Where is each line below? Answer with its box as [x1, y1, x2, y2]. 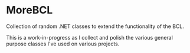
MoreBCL [6, 3, 53, 17]
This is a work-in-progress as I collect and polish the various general [6, 34, 173, 41]
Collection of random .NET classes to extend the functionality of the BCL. [6, 23, 185, 30]
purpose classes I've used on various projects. [6, 40, 120, 47]
